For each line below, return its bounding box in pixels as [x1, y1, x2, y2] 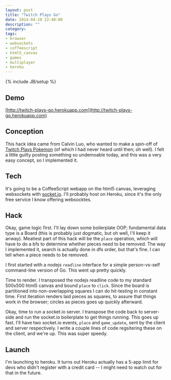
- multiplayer [5, 60, 36, 65]
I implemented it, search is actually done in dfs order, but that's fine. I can [5, 247, 160, 253]
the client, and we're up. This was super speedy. [5, 330, 108, 337]
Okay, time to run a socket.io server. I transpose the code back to [5, 309, 143, 315]
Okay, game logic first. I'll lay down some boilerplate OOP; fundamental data [5, 225, 166, 231]
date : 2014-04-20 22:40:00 [5, 17, 63, 22]
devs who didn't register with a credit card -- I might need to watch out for [5, 364, 162, 371]
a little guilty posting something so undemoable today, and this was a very [5, 151, 162, 158]
